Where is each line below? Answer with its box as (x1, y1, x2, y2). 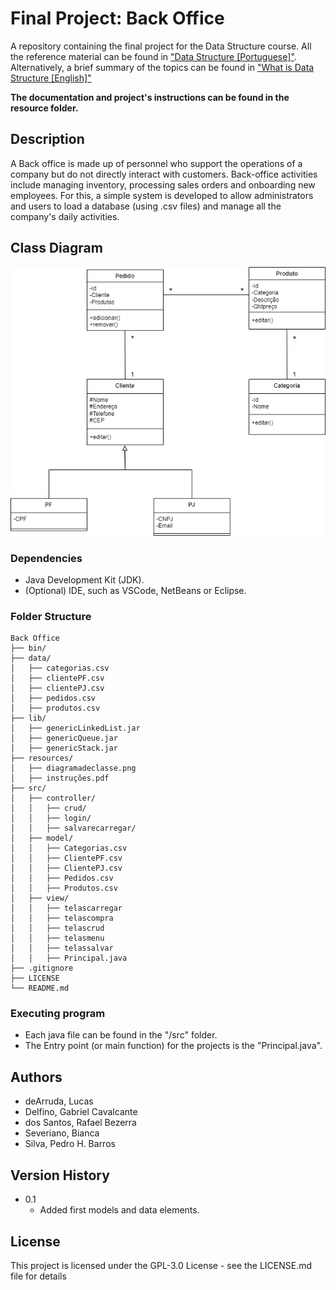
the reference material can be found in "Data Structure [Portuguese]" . (10, 50, 297, 62)
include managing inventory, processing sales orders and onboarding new (10, 178, 316, 191)
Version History (10, 1167, 110, 1184)
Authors (10, 1068, 63, 1086)
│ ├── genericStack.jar (10, 743, 118, 754)
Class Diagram (10, 240, 103, 257)
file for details (10, 1270, 67, 1282)
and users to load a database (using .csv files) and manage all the (10, 200, 282, 212)
